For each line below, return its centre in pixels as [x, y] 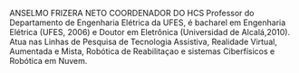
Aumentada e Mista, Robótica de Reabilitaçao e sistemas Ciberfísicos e [142, 51]
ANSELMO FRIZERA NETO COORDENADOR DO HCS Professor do [132, 13]
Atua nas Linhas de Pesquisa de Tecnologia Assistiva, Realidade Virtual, [144, 41]
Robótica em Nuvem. [48, 61]
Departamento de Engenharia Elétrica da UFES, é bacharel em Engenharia [148, 23]
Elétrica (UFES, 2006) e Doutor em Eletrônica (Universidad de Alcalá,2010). [150, 32]
